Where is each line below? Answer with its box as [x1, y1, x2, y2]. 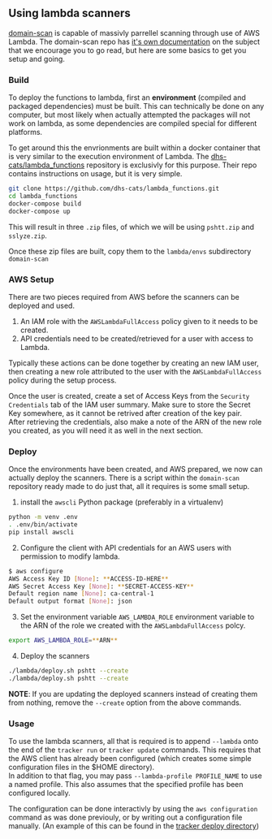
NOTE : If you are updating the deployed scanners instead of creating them [8, 689, 258, 698]
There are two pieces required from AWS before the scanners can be [8, 292, 240, 301]
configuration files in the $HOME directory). [8, 763, 155, 772]
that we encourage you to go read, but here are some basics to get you [8, 45, 247, 55]
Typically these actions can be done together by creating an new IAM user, [8, 357, 259, 368]
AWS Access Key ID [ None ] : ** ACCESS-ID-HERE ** [8, 574, 169, 583]
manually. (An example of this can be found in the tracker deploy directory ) [8, 821, 260, 831]
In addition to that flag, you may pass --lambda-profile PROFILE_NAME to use [8, 771, 262, 781]
